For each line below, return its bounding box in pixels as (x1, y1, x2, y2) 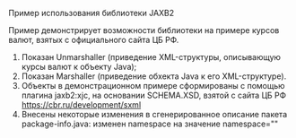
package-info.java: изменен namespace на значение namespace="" (21, 118, 279, 129)
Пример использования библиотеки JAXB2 (8, 8, 175, 18)
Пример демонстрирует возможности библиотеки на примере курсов (8, 25, 280, 35)
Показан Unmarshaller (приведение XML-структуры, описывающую (21, 52, 282, 62)
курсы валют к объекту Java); (21, 62, 137, 72)
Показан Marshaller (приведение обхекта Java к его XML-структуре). (21, 71, 287, 82)
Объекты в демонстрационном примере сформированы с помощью (21, 81, 285, 91)
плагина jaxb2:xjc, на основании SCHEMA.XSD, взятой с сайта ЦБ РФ (21, 90, 287, 100)
